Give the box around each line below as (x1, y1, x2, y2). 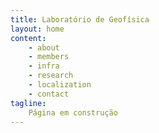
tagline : (10, 98, 47, 108)
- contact (28, 89, 70, 99)
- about (28, 42, 60, 53)
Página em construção (28, 107, 118, 118)
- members (28, 52, 70, 62)
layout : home (10, 24, 65, 34)
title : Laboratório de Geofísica (10, 14, 150, 25)
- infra (28, 61, 60, 71)
